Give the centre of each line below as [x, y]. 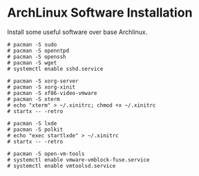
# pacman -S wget [32, 63]
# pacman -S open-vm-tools [46, 154]
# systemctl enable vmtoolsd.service [61, 166]
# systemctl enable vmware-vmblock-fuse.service [78, 160]
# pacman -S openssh [37, 57]
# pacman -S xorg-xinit [41, 87]
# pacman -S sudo [32, 44]
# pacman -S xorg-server [43, 81]
